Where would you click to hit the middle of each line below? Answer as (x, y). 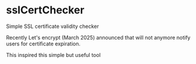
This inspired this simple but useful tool (54, 55)
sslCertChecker (45, 10)
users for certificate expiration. (43, 44)
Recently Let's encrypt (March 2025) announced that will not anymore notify (98, 37)
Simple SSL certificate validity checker (53, 26)
